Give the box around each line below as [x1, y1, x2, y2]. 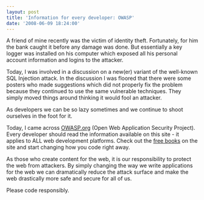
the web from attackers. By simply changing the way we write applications [6, 162, 193, 170]
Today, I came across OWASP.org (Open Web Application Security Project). [6, 124, 195, 132]
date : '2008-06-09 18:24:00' [6, 20, 80, 26]
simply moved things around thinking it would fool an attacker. [6, 94, 163, 101]
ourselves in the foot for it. [6, 112, 73, 120]
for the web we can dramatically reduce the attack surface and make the [6, 168, 189, 176]
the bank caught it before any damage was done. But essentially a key [6, 43, 183, 51]
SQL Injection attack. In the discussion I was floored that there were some [6, 74, 192, 82]
